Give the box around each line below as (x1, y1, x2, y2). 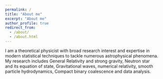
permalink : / (5, 7, 32, 12)
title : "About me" (5, 12, 42, 17)
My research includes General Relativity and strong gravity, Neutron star (5, 58, 150, 64)
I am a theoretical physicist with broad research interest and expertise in (5, 47, 150, 54)
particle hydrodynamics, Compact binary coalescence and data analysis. (5, 68, 151, 74)
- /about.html (9, 35, 38, 39)
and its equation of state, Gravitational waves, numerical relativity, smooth (5, 63, 153, 69)
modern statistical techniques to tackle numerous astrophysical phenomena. (5, 53, 159, 59)
